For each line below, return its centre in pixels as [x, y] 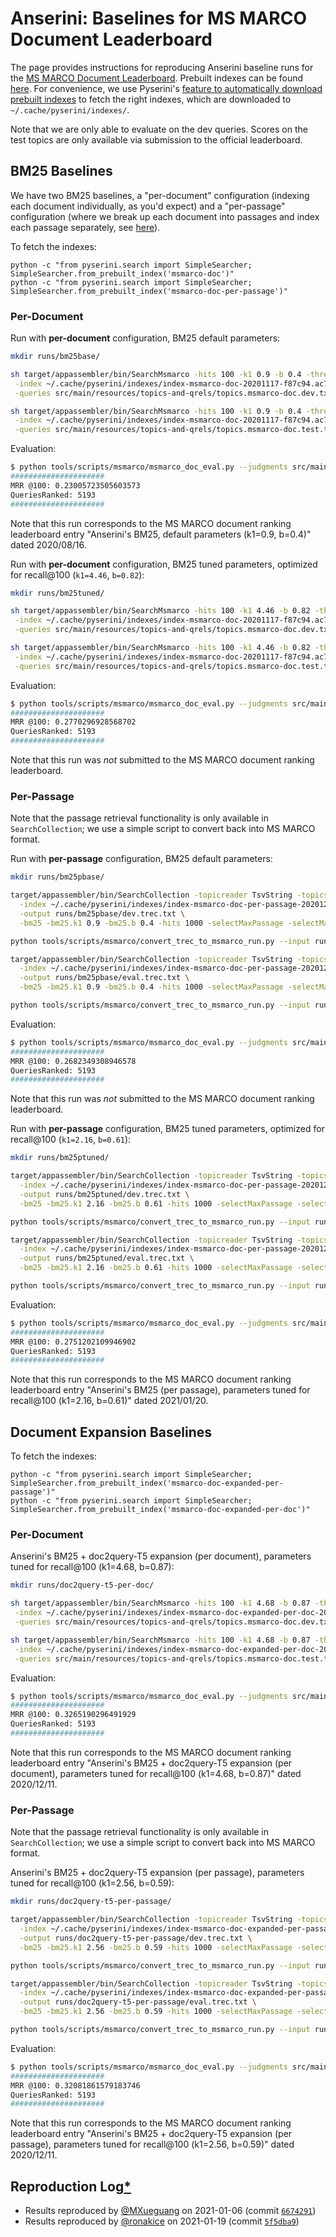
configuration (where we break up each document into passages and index [165, 216]
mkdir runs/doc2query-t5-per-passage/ [91, 1902]
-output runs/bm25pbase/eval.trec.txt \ [104, 978]
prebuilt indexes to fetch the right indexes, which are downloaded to [151, 99]
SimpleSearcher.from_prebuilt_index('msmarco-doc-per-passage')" [149, 291]
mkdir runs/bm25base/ [55, 357]
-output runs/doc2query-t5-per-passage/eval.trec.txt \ [138, 2002]
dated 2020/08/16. [48, 544]
